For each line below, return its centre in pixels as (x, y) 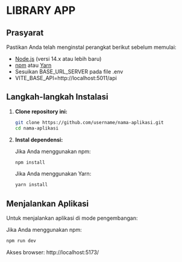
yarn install (31, 185)
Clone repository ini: (41, 111)
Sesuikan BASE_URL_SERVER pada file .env (69, 72)
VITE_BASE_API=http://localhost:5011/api (66, 78)
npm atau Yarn (33, 65)
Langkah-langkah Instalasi (57, 97)
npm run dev (21, 241)
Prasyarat (25, 33)
